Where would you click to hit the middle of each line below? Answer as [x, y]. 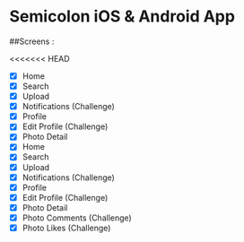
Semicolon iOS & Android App [122, 17]
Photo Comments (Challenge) [77, 218]
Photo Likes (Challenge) [66, 228]
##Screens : [32, 41]
